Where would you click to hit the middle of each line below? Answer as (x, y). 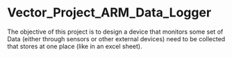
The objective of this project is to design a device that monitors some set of (115, 32)
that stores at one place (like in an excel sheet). (75, 46)
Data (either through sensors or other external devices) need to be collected (116, 38)
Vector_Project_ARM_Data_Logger (109, 13)
